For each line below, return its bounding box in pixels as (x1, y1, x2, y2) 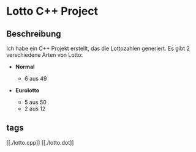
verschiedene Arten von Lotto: (6, 51, 83, 59)
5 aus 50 (24, 99, 47, 106)
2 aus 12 (24, 105, 46, 112)
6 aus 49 (24, 75, 47, 82)
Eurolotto (15, 87, 40, 94)
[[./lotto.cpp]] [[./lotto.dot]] (6, 139, 74, 146)
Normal (15, 63, 35, 70)
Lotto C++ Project (6, 4, 99, 18)
